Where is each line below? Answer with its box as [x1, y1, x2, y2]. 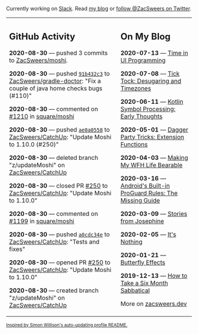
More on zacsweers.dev [120, 299, 187, 307]
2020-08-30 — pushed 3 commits [9, 48, 108, 57]
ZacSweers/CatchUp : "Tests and [9, 237, 100, 245]
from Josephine [120, 217, 164, 225]
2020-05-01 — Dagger [120, 125, 189, 133]
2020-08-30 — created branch [9, 286, 99, 294]
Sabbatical [120, 286, 150, 294]
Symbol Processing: [120, 104, 176, 113]
